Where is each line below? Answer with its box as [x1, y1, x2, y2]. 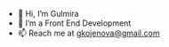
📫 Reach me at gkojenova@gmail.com [17, 27, 160, 38]
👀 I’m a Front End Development [17, 18, 132, 28]
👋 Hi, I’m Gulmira [17, 9, 79, 19]
